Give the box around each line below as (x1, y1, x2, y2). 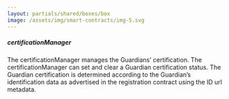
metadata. (7, 85, 36, 94)
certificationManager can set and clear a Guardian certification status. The (7, 63, 221, 72)
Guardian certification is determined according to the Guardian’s (7, 70, 191, 79)
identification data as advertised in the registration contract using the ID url (7, 78, 223, 86)
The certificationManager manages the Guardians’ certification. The (7, 56, 203, 64)
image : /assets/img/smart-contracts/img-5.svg (7, 17, 145, 24)
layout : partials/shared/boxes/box (7, 10, 111, 17)
